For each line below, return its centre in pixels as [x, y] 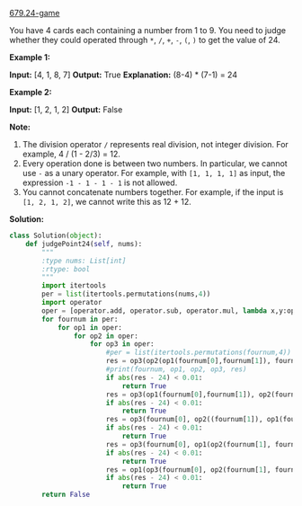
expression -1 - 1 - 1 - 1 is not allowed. [100, 182]
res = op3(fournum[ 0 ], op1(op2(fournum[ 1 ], [188, 444]
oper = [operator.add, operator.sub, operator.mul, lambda [155, 311]
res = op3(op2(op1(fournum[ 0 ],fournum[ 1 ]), [188, 361]
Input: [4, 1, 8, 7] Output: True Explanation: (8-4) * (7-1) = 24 [124, 75]
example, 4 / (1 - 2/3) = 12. [71, 154]
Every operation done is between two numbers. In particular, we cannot [155, 164]
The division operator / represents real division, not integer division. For [155, 144]
